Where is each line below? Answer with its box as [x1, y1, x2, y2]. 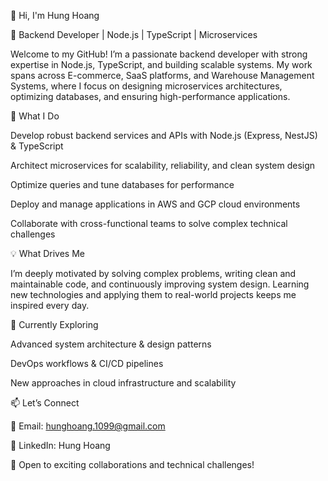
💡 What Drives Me [10, 248, 85, 259]
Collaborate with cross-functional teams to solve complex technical [10, 218, 288, 229]
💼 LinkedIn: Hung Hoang [10, 440, 111, 451]
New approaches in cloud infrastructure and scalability [10, 377, 237, 389]
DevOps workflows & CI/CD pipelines [10, 358, 164, 369]
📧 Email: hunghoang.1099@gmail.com [10, 420, 166, 432]
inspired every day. [10, 300, 90, 311]
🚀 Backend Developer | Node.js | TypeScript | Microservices [10, 29, 258, 40]
